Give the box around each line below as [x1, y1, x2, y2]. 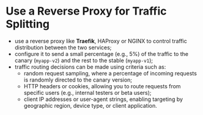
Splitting [6, 17, 50, 31]
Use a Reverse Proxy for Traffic [6, 4, 167, 18]
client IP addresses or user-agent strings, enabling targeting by [23, 96, 183, 103]
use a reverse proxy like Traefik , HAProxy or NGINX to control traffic [14, 37, 187, 44]
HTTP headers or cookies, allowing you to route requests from [23, 82, 181, 89]
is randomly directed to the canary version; [23, 76, 133, 83]
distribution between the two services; [14, 44, 112, 51]
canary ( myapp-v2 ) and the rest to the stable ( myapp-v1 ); [14, 57, 153, 64]
